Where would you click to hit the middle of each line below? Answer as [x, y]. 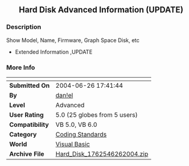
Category [23, 134]
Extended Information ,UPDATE [54, 52]
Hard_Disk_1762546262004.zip [102, 154]
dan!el [64, 95]
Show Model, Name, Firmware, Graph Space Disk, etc [73, 40]
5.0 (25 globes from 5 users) [97, 115]
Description [24, 27]
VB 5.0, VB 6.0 [76, 124]
